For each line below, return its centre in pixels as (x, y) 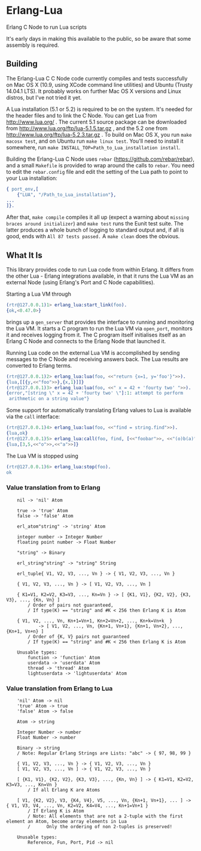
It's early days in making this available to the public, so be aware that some (99, 38)
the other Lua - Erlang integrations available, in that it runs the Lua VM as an (100, 276)
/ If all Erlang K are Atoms (64, 790)
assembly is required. (33, 45)
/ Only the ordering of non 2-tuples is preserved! (100, 827)
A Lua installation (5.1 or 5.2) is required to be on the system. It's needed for (99, 109)
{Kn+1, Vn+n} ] (25, 631)
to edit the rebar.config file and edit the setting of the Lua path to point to (97, 172)
